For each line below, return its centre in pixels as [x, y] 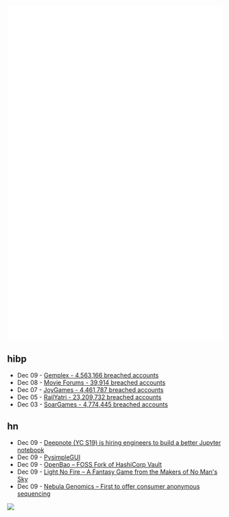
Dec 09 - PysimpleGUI [49, 457]
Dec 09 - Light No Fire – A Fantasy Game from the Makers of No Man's [117, 472]
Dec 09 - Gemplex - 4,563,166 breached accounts [88, 376]
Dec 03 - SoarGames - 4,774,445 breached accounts [92, 404]
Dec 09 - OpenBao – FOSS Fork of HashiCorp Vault [89, 465]
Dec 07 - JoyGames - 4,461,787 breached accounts [90, 390]
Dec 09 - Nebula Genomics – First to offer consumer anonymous [108, 487]
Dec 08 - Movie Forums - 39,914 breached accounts [91, 382]
